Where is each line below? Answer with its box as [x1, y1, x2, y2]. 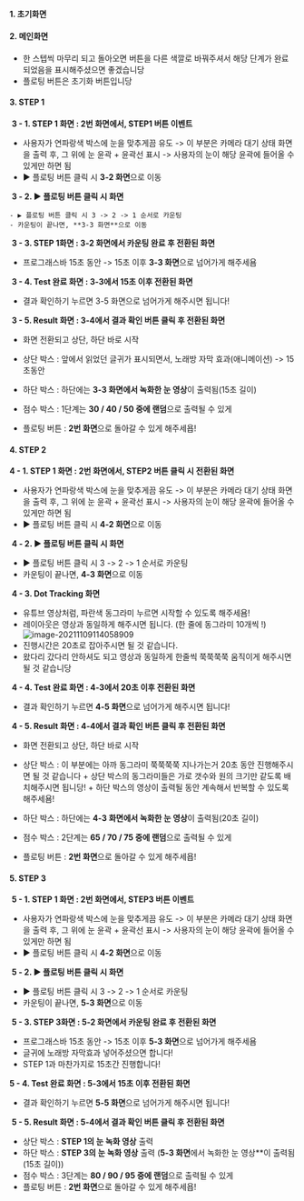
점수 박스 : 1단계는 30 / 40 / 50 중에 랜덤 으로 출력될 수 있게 [22, 404, 233, 414]
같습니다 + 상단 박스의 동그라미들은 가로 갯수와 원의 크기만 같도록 [51, 771, 282, 782]
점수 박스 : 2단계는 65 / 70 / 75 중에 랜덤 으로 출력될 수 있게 [22, 832, 232, 843]
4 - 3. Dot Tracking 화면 [11, 588, 101, 599]
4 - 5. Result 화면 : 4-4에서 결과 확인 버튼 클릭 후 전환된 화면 [11, 721, 226, 732]
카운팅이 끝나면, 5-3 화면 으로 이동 [22, 997, 143, 1008]
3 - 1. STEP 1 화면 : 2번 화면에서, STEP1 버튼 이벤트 [11, 118, 193, 129]
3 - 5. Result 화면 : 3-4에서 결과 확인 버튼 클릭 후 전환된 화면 [11, 315, 225, 325]
